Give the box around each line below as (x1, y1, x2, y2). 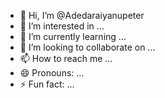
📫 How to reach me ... (19, 53, 113, 64)
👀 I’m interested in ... (19, 20, 105, 32)
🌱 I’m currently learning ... (19, 31, 127, 42)
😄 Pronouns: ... (19, 67, 85, 79)
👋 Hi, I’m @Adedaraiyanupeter (19, 10, 145, 21)
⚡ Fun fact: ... (19, 78, 75, 90)
